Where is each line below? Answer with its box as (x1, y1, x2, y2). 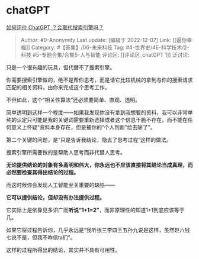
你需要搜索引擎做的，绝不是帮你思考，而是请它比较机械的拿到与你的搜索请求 (6, 76, 193, 83)
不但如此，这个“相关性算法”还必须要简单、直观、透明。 (6, 96, 141, 103)
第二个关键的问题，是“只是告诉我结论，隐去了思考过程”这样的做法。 (6, 136, 172, 143)
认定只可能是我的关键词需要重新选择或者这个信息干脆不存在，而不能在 (16, 116, 188, 123)
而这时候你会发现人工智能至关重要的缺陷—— (6, 181, 115, 188)
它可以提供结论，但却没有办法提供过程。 (6, 193, 105, 201)
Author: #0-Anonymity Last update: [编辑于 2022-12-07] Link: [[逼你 (20, 36, 187, 43)
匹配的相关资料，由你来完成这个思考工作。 (6, 83, 110, 90)
